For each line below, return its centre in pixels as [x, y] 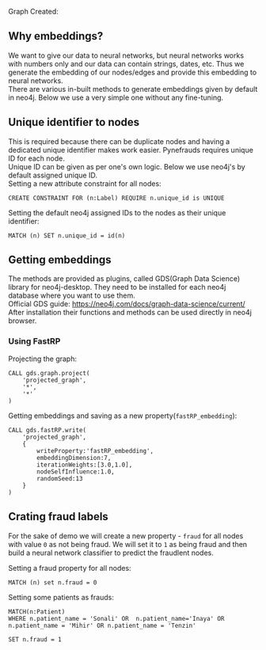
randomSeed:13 [60, 478]
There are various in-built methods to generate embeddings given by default [133, 89]
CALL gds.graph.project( [49, 373]
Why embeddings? [56, 36]
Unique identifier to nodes [74, 122]
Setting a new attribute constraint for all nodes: [85, 183]
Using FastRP [34, 341]
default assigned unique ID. [53, 175]
